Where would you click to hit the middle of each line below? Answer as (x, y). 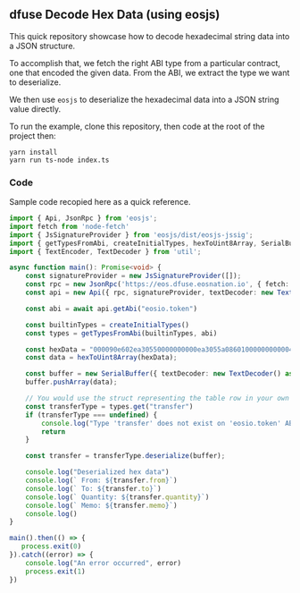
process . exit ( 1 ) (56, 572)
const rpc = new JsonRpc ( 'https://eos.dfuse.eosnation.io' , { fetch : (158, 284)
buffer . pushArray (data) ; (71, 382)
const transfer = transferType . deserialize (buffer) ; (125, 456)
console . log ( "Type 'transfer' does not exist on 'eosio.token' (161, 423)
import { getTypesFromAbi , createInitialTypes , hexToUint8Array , (133, 243)
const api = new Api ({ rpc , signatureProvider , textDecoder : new (150, 293)
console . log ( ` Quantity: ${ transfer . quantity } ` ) (117, 497)
